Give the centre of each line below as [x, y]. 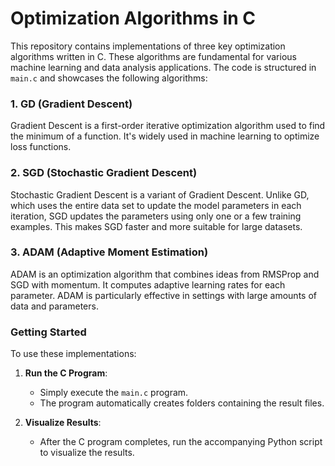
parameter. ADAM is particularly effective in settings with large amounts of [163, 295]
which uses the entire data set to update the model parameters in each [156, 205]
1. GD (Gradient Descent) [71, 104]
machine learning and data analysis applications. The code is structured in [163, 67]
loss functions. [41, 147]
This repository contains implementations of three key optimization [148, 46]
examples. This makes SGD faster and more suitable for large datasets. [156, 226]
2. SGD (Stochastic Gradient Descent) [104, 173]
